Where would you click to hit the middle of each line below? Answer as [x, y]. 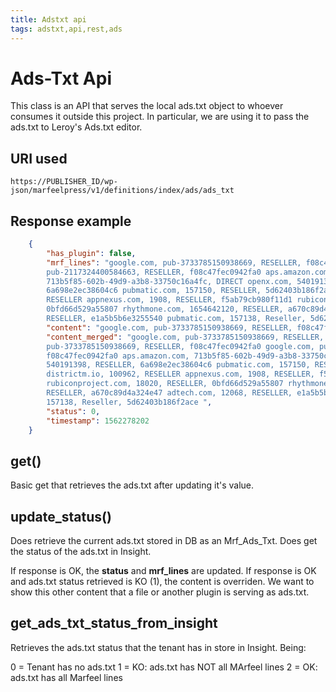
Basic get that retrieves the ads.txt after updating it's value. [132, 485]
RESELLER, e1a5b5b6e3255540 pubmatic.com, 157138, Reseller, [176, 319]
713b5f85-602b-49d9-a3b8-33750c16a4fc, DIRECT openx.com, [169, 281]
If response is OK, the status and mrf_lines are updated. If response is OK [163, 571]
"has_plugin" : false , [91, 253]
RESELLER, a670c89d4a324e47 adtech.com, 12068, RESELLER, [169, 393]
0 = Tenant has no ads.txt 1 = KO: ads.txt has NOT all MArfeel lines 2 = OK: [164, 667]
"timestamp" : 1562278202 [98, 421]
